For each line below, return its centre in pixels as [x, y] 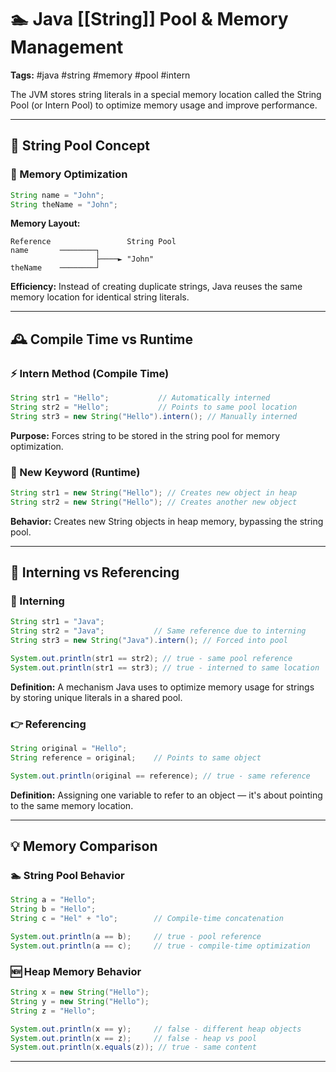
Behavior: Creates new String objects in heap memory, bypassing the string [167, 521]
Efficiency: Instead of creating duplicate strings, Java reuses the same [156, 287]
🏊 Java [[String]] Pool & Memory [149, 19]
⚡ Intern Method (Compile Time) [90, 373]
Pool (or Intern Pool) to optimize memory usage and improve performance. [164, 105]
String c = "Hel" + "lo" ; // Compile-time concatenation [147, 919]
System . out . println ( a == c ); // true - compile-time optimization [160, 946]
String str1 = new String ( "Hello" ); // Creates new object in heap [154, 492]
